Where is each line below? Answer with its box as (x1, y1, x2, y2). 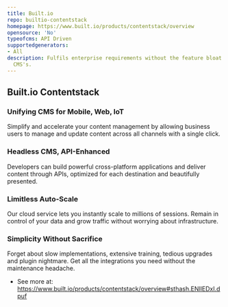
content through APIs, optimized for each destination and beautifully (7, 169, 200, 178)
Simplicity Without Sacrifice (7, 234, 103, 243)
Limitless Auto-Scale (7, 194, 79, 204)
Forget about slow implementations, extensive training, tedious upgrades (7, 249, 213, 258)
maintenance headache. (7, 265, 75, 273)
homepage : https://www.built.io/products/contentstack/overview (7, 23, 194, 29)
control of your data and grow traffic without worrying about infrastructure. (7, 217, 219, 225)
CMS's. (13, 61, 32, 68)
